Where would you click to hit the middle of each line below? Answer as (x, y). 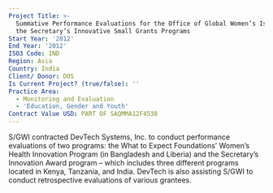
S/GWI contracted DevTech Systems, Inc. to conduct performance (119, 137)
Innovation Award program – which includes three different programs (123, 163)
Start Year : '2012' (41, 39)
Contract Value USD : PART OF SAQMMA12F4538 (83, 114)
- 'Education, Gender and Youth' (72, 106)
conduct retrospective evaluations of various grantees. (100, 180)
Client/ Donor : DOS (41, 76)
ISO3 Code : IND (34, 54)
